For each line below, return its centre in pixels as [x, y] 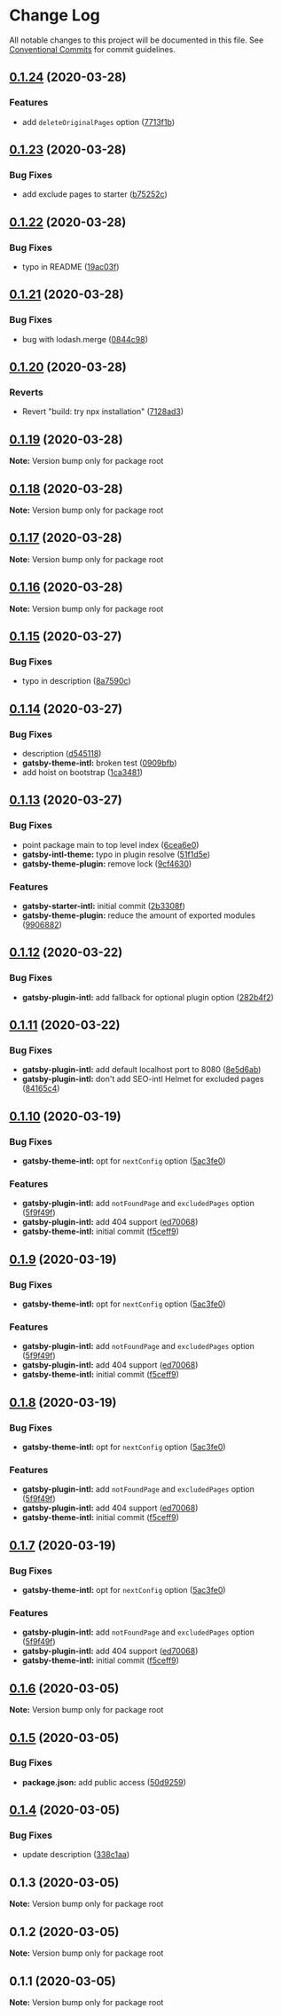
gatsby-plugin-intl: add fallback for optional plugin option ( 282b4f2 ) [148, 997]
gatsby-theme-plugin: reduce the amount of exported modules [138, 915]
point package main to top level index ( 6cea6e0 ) [110, 844]
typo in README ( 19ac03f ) [70, 267]
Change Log [55, 16]
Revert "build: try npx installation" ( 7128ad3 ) [103, 412]
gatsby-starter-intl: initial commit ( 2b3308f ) [104, 906]
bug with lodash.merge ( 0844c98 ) [85, 339]
